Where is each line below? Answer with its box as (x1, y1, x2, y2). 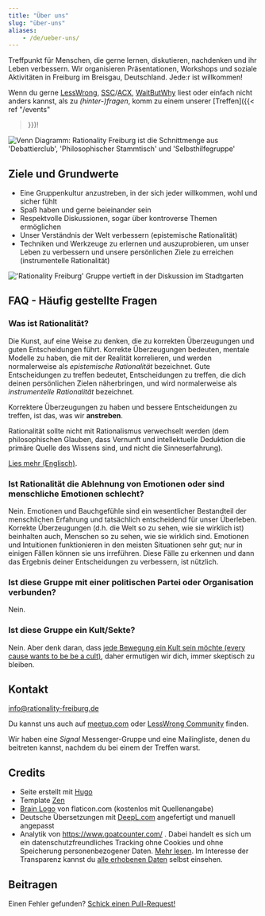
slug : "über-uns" (8, 19, 66, 27)
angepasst (19, 821, 55, 831)
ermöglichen (19, 222, 62, 231)
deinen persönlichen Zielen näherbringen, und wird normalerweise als (8, 378, 237, 388)
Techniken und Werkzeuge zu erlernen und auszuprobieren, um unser (19, 239, 250, 249)
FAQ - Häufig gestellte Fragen (8, 294, 158, 308)
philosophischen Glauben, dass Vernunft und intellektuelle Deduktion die (8, 434, 246, 444)
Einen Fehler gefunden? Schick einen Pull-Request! (8, 899, 176, 909)
